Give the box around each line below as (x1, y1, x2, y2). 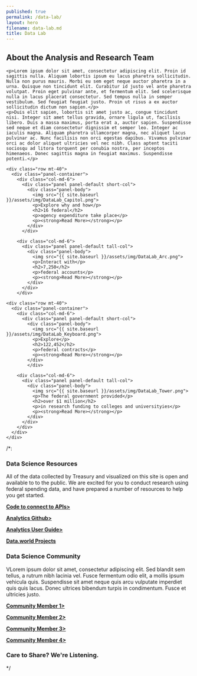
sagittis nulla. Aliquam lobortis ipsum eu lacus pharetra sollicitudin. (6, 73, 192, 79)
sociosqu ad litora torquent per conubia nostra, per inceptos (6, 145, 165, 151)
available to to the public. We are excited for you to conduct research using (6, 479, 189, 487)
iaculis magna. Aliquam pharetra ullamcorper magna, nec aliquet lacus (6, 130, 186, 136)
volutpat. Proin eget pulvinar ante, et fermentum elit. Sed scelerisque (6, 88, 192, 94)
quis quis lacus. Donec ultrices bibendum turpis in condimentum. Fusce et (6, 585, 186, 592)
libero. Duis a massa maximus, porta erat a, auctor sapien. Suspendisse (6, 119, 192, 126)
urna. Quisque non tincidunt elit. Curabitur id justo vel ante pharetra (6, 83, 192, 89)
